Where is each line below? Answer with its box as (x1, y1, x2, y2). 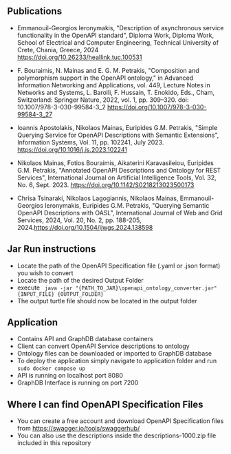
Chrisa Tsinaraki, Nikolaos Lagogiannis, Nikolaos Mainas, (16, 194, 179, 202)
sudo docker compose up (16, 365, 86, 372)
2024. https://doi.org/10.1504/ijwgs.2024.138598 (16, 223, 153, 231)
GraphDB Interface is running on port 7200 (16, 378, 139, 387)
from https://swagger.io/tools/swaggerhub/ (16, 424, 140, 433)
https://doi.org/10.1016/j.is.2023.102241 (16, 145, 127, 153)
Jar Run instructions (7, 244, 96, 255)
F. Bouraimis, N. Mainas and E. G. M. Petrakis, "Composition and (16, 66, 199, 74)
